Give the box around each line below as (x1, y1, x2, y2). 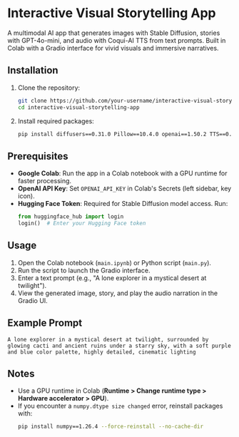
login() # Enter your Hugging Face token (17, 220, 146, 227)
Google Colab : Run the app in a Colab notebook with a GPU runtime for (17, 169, 228, 178)
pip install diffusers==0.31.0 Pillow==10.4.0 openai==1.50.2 (17, 130, 207, 138)
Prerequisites (7, 150, 68, 162)
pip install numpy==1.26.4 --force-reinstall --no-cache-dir (17, 423, 204, 431)
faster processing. (17, 177, 72, 185)
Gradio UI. (17, 296, 48, 304)
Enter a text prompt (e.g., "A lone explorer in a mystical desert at (17, 273, 207, 282)
